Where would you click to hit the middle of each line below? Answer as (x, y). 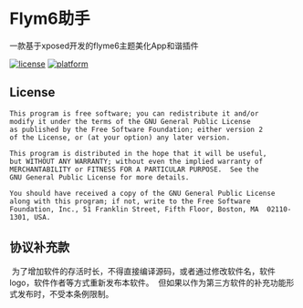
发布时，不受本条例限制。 (65, 293)
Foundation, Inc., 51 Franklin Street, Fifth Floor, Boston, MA (134, 209)
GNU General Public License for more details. (99, 177)
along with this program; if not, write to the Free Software (130, 201)
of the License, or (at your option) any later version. (120, 138)
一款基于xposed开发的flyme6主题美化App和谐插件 (104, 46)
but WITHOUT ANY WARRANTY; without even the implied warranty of (136, 161)
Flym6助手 (50, 19)
